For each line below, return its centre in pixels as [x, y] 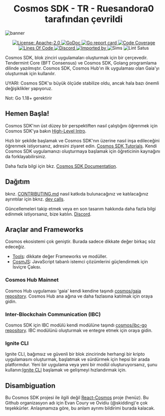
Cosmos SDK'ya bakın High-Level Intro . [46, 131]
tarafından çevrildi [84, 19]
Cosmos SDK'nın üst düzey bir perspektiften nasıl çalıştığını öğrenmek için [82, 125]
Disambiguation [30, 385]
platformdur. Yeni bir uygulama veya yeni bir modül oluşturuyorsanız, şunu [82, 365]
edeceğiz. [15, 247]
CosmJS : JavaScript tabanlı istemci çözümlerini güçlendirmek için [80, 262]
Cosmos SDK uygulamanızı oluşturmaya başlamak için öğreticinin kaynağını [83, 151]
